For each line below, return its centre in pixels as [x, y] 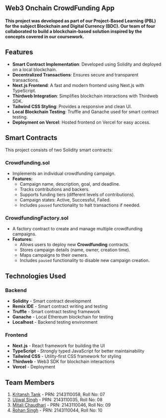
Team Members [30, 383]
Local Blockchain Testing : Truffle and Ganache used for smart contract [85, 112]
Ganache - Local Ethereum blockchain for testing [63, 317]
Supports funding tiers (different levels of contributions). [77, 194]
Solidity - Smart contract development [52, 301]
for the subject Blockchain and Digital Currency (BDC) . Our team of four [80, 26]
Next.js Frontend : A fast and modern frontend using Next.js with [78, 85]
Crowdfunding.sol [28, 162]
